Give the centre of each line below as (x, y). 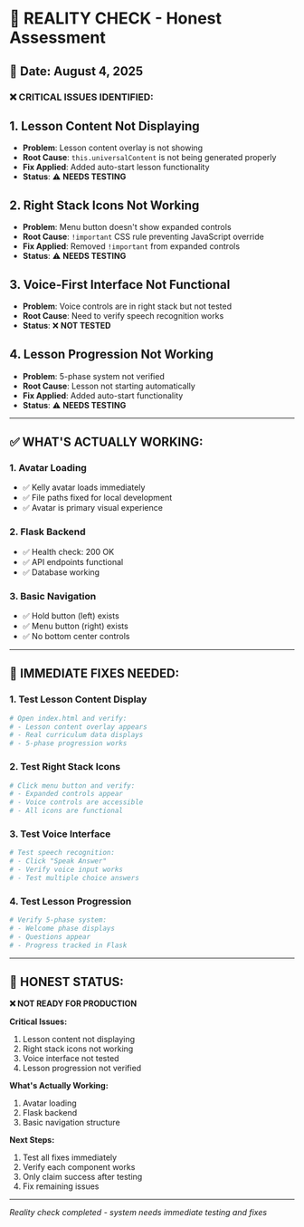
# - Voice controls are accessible (76, 802)
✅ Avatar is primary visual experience (92, 508)
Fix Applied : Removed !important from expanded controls (131, 246)
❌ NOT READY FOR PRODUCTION (73, 1003)
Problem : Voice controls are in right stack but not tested (127, 306)
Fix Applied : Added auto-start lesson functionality (116, 168)
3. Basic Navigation (53, 596)
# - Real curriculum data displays (76, 735)
